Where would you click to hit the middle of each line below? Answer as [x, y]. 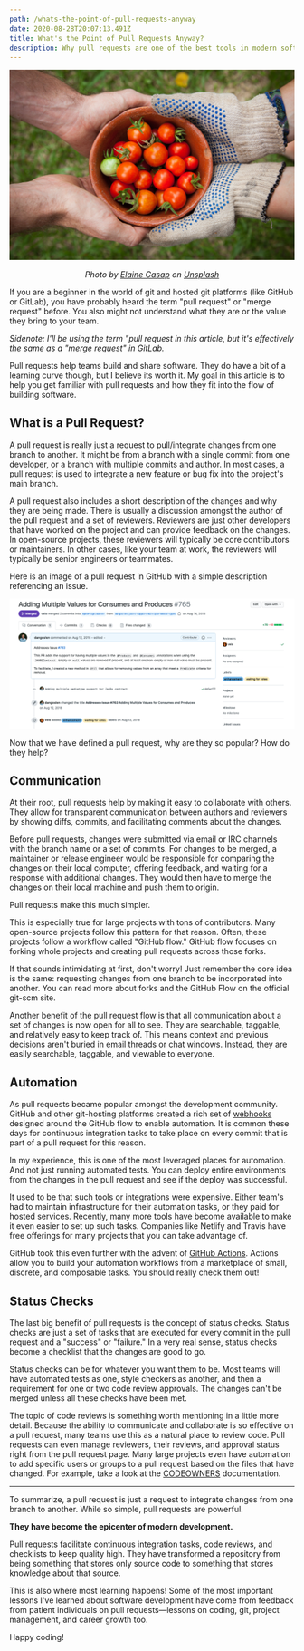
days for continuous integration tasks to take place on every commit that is [148, 1134]
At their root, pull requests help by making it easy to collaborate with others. [151, 803]
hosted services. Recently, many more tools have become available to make [151, 1217]
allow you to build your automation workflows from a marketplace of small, [148, 1263]
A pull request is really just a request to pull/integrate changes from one [143, 445]
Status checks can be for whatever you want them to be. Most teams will [145, 1369]
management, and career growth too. [79, 1620]
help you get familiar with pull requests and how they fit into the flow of [142, 384]
